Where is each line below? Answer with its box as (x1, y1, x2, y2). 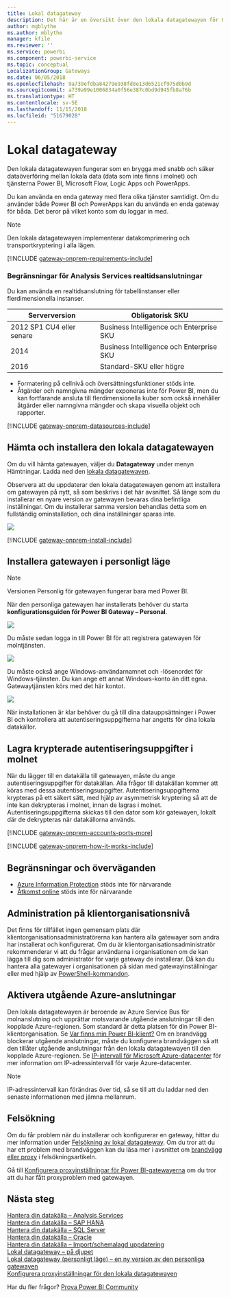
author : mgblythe (7, 23, 57, 30)
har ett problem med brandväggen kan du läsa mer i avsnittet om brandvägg (7, 1145, 222, 1154)
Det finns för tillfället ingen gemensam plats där (7, 925, 141, 934)
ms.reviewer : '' (7, 42, 53, 49)
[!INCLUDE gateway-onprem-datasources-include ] (7, 422, 151, 430)
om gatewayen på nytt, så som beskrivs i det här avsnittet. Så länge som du (7, 488, 220, 496)
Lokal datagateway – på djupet (7, 1248, 94, 1256)
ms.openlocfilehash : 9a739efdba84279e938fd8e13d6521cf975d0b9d (7, 80, 192, 87)
